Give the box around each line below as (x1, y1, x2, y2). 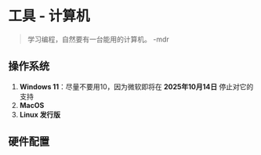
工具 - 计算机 (8, 7, 90, 25)
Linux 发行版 (19, 110, 61, 119)
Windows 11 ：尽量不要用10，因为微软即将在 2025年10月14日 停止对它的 (19, 81, 254, 91)
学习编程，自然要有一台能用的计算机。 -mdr (27, 34, 170, 44)
